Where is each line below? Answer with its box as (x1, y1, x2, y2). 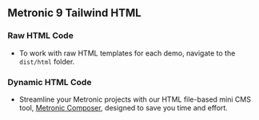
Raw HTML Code (7, 30, 74, 41)
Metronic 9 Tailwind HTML (7, 6, 141, 20)
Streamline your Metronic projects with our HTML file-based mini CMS (18, 95, 251, 104)
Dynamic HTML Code (7, 76, 92, 87)
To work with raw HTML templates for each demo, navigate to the (18, 48, 236, 58)
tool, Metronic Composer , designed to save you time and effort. (18, 103, 229, 112)
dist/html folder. (18, 56, 75, 66)
